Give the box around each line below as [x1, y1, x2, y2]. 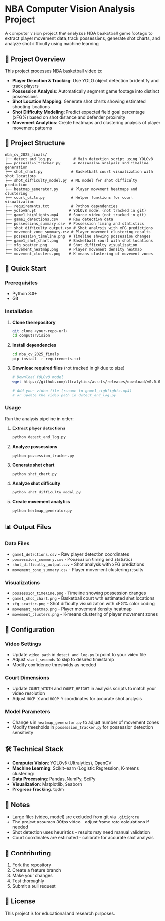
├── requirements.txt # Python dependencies [5, 203, 118, 209]
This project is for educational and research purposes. [5, 910, 115, 916]
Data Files [5, 540, 30, 547]
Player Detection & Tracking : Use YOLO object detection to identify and [12, 77, 159, 83]
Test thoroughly [12, 878, 44, 884]
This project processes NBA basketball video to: [5, 68, 103, 74]
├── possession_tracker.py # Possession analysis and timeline [5, 161, 149, 165]
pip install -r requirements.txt [12, 356, 81, 362]
